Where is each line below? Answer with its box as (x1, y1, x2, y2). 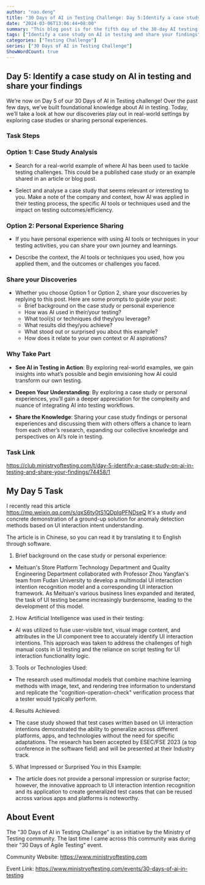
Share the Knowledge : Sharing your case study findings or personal (15, 413, 187, 421)
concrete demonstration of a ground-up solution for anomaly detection (6, 515, 184, 522)
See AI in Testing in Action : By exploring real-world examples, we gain (15, 364, 194, 371)
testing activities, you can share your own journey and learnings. (15, 242, 178, 249)
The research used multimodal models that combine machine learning (15, 676, 192, 683)
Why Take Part (6, 350, 51, 358)
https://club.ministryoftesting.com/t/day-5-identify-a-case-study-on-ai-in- (6, 461, 194, 469)
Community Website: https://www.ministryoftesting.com (6, 853, 148, 861)
